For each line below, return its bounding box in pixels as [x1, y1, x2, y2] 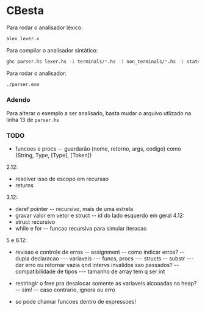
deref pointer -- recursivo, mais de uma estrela [15, 206, 134, 213]
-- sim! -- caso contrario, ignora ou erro [15, 286, 116, 293]
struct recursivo [15, 218, 56, 226]
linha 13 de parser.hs [6, 116, 60, 123]
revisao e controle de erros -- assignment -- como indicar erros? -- [15, 248, 185, 256]
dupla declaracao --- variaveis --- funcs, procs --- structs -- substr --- [15, 255, 194, 262]
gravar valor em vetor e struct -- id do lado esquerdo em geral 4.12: [15, 212, 185, 220]
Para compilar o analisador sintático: [6, 46, 98, 54]
